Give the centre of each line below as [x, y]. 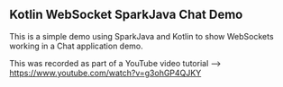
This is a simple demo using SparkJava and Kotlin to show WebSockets [141, 36]
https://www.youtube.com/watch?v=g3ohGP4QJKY [105, 73]
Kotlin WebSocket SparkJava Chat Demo [126, 15]
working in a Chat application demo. [77, 46]
